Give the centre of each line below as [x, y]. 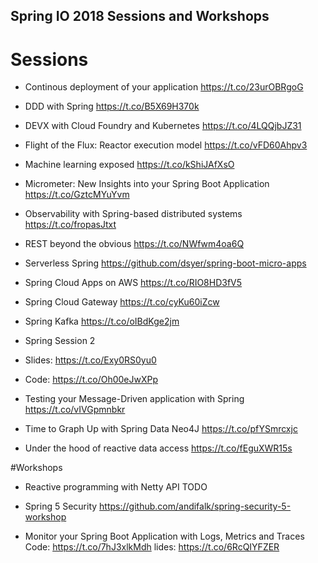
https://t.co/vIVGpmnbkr [75, 410]
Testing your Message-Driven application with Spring [134, 399]
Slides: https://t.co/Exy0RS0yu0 [90, 360]
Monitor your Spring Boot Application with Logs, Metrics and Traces [164, 536]
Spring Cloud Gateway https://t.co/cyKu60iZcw [122, 302]
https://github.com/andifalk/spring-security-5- [195, 506]
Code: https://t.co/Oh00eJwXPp [91, 380]
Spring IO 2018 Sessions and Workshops [140, 16]
